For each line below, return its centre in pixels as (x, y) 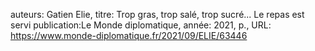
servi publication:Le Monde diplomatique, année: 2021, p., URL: (141, 25)
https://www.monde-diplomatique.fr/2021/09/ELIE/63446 (129, 35)
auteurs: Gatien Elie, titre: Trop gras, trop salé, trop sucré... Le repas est (157, 14)
